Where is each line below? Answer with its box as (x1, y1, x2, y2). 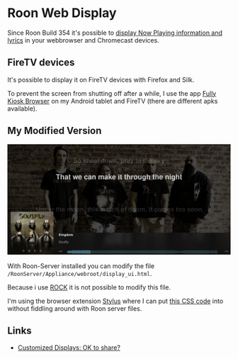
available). (7, 104, 38, 113)
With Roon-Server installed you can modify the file (7, 261, 155, 270)
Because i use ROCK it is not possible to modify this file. (7, 282, 171, 292)
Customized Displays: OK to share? (17, 343, 120, 352)
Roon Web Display (7, 5, 117, 21)
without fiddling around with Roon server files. (7, 304, 142, 313)
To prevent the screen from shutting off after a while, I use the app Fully (7, 89, 217, 97)
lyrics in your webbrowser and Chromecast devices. (7, 35, 159, 44)
